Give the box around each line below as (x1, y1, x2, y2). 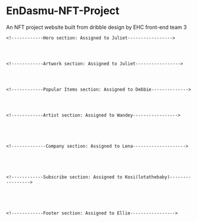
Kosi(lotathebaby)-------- (124, 174, 192, 180)
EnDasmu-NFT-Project (6, 4, 120, 18)
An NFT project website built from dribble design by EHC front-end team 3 (6, 24, 187, 31)
